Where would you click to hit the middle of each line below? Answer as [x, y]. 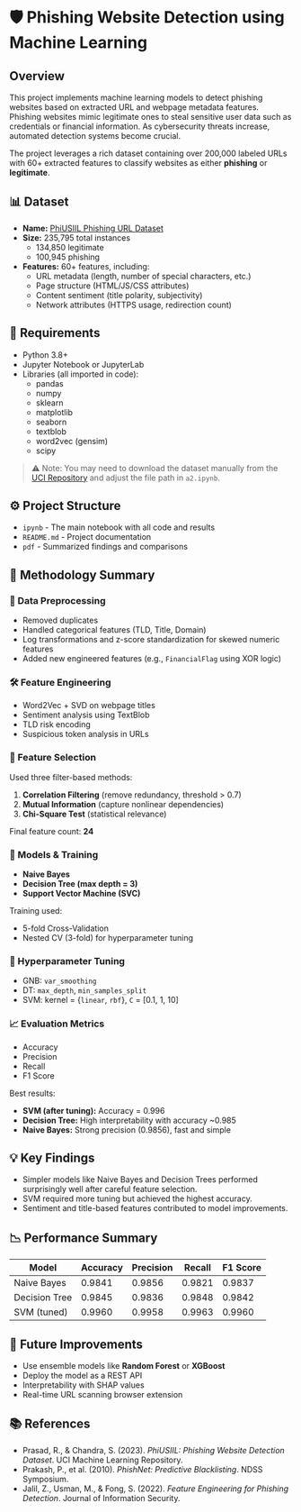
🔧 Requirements [55, 333]
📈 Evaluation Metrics [57, 1024]
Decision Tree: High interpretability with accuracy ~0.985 [129, 1120]
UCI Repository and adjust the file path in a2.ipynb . [125, 478]
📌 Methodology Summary [82, 574]
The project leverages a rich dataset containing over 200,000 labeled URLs [148, 153]
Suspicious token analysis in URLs [86, 734]
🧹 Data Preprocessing [58, 600]
